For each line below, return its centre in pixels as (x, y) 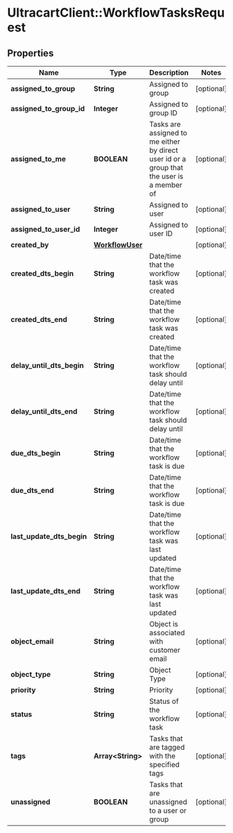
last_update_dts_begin (49, 536)
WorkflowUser (118, 245)
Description (169, 73)
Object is (164, 624)
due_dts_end (32, 490)
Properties (31, 53)
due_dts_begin (36, 453)
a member (165, 185)
